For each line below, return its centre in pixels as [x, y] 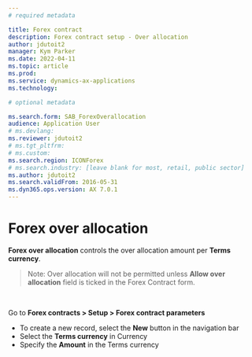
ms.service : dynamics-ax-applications [72, 81]
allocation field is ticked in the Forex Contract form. [111, 282]
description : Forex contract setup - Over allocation [98, 37]
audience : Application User [54, 124]
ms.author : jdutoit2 [42, 175]
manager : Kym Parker [42, 52]
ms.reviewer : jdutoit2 [45, 138]
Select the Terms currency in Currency [83, 336]
